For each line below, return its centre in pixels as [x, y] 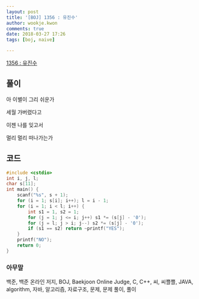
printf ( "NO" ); [35, 240]
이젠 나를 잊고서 [25, 125]
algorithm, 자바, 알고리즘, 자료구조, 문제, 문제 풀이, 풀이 [71, 289]
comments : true [25, 29]
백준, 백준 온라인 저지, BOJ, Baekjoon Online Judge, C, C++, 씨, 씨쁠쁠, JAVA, [100, 282]
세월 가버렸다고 [24, 112]
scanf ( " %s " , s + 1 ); [43, 195]
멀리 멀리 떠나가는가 [29, 137]
